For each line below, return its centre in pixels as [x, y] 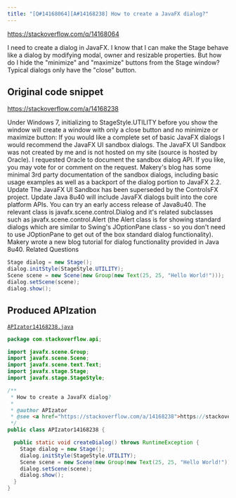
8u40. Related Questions [43, 250]
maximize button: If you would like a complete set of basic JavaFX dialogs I [116, 137]
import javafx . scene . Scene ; [48, 358]
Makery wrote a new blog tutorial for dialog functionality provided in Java [113, 242]
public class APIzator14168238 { [56, 430]
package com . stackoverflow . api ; [54, 339]
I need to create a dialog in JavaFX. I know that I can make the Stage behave [118, 47]
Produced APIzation [52, 311]
